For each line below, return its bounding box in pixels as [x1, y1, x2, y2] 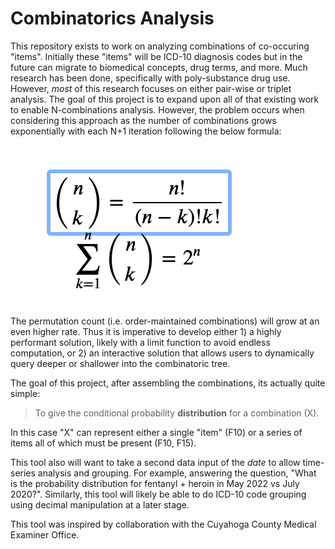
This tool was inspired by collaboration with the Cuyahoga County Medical [10, 518, 317, 530]
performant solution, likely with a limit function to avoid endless [10, 336, 271, 348]
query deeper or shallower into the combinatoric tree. [10, 357, 231, 369]
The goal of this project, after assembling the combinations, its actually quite [10, 377, 326, 389]
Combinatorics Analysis [10, 7, 215, 30]
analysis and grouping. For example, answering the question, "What [37, 467, 317, 479]
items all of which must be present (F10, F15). [10, 437, 197, 449]
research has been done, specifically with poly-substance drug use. [10, 72, 291, 84]
